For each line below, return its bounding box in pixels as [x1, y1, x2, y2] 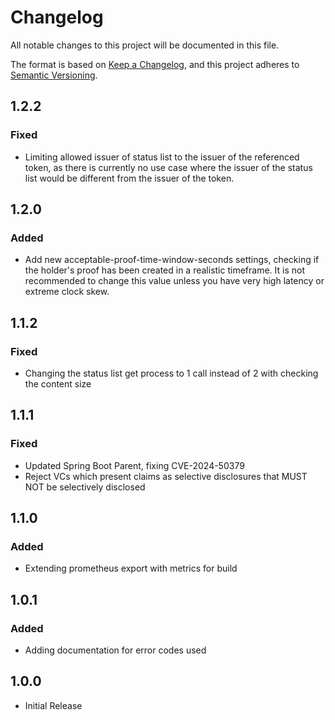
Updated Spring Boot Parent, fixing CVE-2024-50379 [24, 459, 245, 471]
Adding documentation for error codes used [24, 644, 207, 656]
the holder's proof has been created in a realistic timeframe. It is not [24, 264, 305, 276]
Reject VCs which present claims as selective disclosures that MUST [24, 470, 308, 482]
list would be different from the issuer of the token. [24, 172, 235, 184]
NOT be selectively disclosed [24, 481, 146, 493]
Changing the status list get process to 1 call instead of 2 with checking [24, 367, 319, 379]
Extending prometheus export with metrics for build [24, 562, 238, 575]
